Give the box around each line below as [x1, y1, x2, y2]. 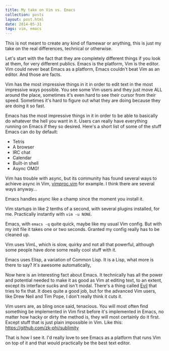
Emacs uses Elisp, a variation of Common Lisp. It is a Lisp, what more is [5, 257, 154, 263]
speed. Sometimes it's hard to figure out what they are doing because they [5, 97, 161, 104]
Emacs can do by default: [5, 129, 59, 135]
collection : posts [5, 12, 44, 17]
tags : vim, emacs [5, 26, 42, 31]
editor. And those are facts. [5, 71, 62, 77]
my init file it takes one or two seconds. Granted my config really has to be [5, 226, 160, 232]
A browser [12, 144, 34, 150]
